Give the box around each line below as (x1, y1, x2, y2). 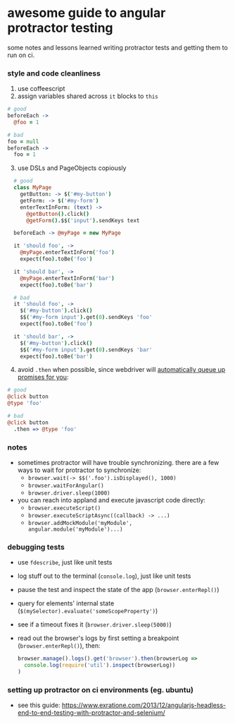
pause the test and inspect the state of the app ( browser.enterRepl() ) (17, 586, 220, 594)
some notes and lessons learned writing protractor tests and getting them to (7, 43, 229, 52)
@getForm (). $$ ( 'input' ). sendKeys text (25, 217, 140, 224)
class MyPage (13, 184, 52, 191)
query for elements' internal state (17, 599, 115, 608)
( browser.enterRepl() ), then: (17, 641, 101, 650)
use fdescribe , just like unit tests (17, 558, 113, 567)
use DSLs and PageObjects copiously (17, 164, 127, 172)
